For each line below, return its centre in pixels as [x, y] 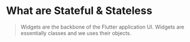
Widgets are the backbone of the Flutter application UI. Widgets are [102, 27]
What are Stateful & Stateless [79, 11]
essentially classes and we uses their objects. [76, 33]
